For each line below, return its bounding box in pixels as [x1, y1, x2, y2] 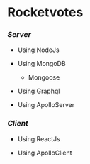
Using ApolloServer [17, 101, 75, 109]
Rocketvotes [7, 4, 84, 21]
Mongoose [28, 73, 60, 82]
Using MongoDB [17, 60, 66, 68]
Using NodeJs [17, 45, 60, 54]
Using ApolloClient [17, 148, 72, 157]
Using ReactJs [17, 134, 60, 143]
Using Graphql [17, 87, 60, 96]
